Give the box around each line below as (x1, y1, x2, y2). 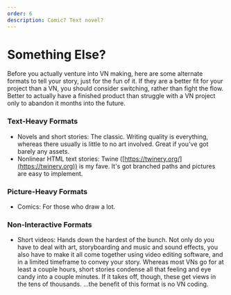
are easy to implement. (17, 169, 83, 177)
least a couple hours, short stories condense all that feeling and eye (17, 265, 212, 273)
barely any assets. (17, 147, 70, 155)
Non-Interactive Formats (7, 220, 92, 230)
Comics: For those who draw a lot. (17, 202, 116, 211)
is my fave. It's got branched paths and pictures (78, 161, 216, 170)
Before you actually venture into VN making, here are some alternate (7, 70, 203, 78)
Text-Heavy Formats (7, 116, 78, 126)
